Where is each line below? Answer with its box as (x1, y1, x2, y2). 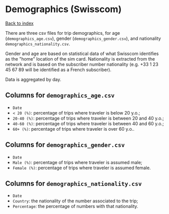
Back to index (5, 20, 34, 26)
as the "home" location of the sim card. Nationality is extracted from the (5, 56, 155, 62)
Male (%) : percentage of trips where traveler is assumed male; (12, 159, 143, 165)
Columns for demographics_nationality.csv (5, 179, 142, 188)
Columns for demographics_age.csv (5, 91, 115, 99)
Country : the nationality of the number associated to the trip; (12, 198, 138, 204)
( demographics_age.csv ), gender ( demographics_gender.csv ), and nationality (5, 35, 161, 41)
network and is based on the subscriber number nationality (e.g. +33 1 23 (5, 61, 158, 67)
